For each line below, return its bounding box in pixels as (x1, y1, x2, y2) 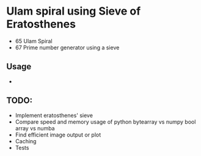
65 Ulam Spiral (15, 37, 53, 44)
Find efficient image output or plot (15, 131, 101, 138)
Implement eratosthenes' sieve (15, 112, 93, 119)
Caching (15, 137, 37, 144)
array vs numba (15, 124, 55, 132)
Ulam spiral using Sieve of (6, 4, 141, 18)
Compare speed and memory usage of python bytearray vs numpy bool (15, 118, 196, 126)
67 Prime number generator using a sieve (15, 44, 120, 51)
